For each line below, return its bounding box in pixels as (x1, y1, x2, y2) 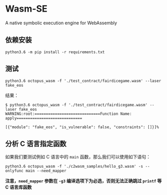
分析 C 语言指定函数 (5, 139, 67, 148)
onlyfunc (5, 168, 24, 174)
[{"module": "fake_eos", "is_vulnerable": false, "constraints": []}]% (5, 125, 159, 130)
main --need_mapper (25, 168, 67, 174)
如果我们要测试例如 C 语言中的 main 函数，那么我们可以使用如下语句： (5, 154, 151, 160)
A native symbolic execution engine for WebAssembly (5, 20, 118, 26)
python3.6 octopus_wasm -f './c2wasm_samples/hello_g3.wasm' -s (5, 164, 143, 169)
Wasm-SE (5, 3, 48, 15)
